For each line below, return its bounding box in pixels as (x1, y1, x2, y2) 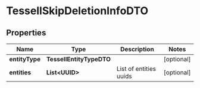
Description (120, 45, 155, 53)
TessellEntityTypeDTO (46, 55, 111, 63)
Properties (6, 28, 46, 38)
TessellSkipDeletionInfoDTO (6, 4, 149, 18)
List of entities (116, 65, 157, 73)
